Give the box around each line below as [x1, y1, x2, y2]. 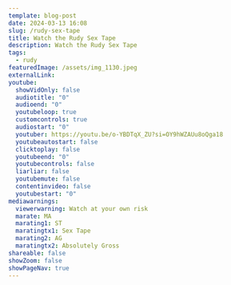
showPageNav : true [8, 264, 70, 272]
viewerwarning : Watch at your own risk [15, 204, 149, 212]
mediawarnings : [8, 197, 59, 205]
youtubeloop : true [15, 109, 78, 117]
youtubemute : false [15, 175, 81, 184]
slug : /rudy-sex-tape [8, 26, 81, 34]
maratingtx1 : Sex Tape [15, 227, 91, 236]
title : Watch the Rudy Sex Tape [8, 34, 116, 42]
